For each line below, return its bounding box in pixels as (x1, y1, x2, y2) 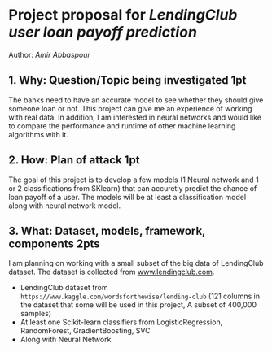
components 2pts (8, 237, 100, 250)
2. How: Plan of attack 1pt (8, 153, 140, 167)
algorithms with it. (8, 129, 69, 139)
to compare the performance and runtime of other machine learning (8, 120, 236, 131)
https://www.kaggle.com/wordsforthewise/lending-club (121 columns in (20, 291, 261, 302)
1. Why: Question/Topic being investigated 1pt (8, 73, 247, 87)
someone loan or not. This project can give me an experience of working (8, 103, 252, 113)
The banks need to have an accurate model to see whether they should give (8, 95, 264, 105)
